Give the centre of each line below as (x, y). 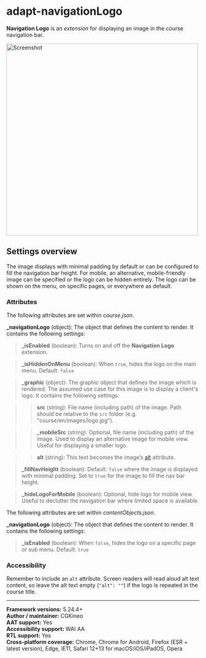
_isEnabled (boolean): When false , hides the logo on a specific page (109, 543)
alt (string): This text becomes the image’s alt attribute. (106, 457)
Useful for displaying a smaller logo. (82, 445)
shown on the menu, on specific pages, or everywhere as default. (90, 286)
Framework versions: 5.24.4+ (44, 609)
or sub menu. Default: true (55, 550)
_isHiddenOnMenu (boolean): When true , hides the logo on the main (109, 364)
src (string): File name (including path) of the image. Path (109, 407)
